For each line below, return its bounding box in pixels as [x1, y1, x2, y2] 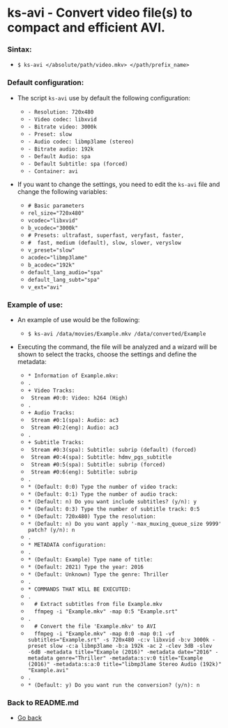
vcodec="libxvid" [27, 217, 79, 224]
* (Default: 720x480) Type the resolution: [27, 513, 157, 520]
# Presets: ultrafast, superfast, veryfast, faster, [27, 232, 185, 238]
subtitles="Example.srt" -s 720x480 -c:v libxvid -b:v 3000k [27, 637, 209, 644]
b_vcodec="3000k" [27, 225, 79, 232]
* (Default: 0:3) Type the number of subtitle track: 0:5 [27, 506, 200, 513]
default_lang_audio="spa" [27, 268, 103, 276]
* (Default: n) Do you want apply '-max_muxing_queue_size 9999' [27, 521, 222, 528]
